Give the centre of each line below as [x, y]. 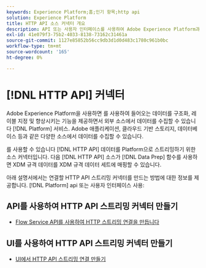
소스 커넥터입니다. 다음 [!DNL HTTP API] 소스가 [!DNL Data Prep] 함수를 [94, 157]
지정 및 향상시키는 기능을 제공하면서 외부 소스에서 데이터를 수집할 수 [98, 121]
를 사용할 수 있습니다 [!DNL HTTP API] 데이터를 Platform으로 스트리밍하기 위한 [101, 149]
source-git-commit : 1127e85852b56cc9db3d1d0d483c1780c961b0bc [87, 40]
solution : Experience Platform [46, 18]
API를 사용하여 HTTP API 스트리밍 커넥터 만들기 [92, 206]
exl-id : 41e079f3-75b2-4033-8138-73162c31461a [67, 35]
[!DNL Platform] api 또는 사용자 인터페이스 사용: [87, 185]
